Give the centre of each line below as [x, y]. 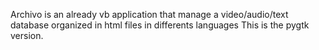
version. [27, 35]
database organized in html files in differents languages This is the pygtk [160, 25]
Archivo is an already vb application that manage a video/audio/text [149, 14]
